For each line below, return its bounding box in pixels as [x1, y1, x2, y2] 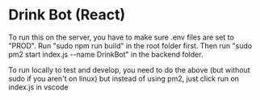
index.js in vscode [8, 82, 69, 92]
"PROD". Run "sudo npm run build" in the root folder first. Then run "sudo [8, 40, 253, 50]
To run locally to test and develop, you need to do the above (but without [8, 65, 250, 74]
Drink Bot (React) [8, 6, 126, 24]
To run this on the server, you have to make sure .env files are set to [8, 32, 234, 42]
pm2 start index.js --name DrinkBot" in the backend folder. [8, 49, 203, 59]
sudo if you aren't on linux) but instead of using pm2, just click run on [8, 73, 240, 83]
